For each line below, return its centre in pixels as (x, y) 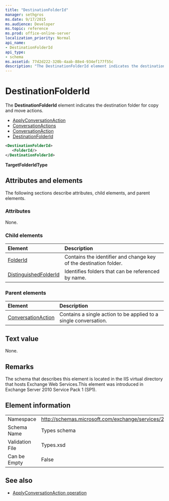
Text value (22, 339)
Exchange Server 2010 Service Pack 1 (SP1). (51, 390)
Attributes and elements (44, 181)
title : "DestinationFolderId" (37, 10)
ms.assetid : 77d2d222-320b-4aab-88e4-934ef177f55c (59, 62)
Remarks (20, 367)
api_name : (16, 43)
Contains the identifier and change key (110, 257)
